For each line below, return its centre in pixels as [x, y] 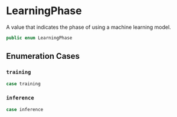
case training [24, 83]
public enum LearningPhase [39, 38]
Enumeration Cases [43, 56]
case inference [25, 109]
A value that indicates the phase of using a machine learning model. [88, 27]
